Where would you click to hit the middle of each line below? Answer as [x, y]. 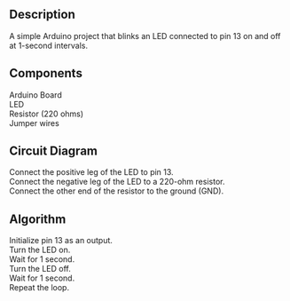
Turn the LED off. [40, 269]
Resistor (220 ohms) [47, 114]
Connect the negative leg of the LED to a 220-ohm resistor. [117, 182]
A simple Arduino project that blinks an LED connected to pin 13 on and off [145, 36]
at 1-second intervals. [49, 45]
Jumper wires [34, 123]
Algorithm [38, 219]
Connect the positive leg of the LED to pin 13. [92, 172]
